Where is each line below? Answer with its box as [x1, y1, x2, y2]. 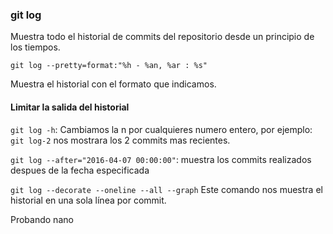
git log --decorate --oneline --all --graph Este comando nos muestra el [10, 183, 323, 195]
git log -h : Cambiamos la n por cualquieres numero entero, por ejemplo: [10, 123, 313, 135]
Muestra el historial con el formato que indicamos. [10, 78, 217, 90]
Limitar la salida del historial [10, 101, 130, 113]
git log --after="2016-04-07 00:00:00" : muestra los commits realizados [10, 153, 312, 165]
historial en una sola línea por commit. [10, 194, 167, 206]
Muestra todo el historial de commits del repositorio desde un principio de [10, 31, 315, 43]
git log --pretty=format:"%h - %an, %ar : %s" [10, 61, 208, 71]
